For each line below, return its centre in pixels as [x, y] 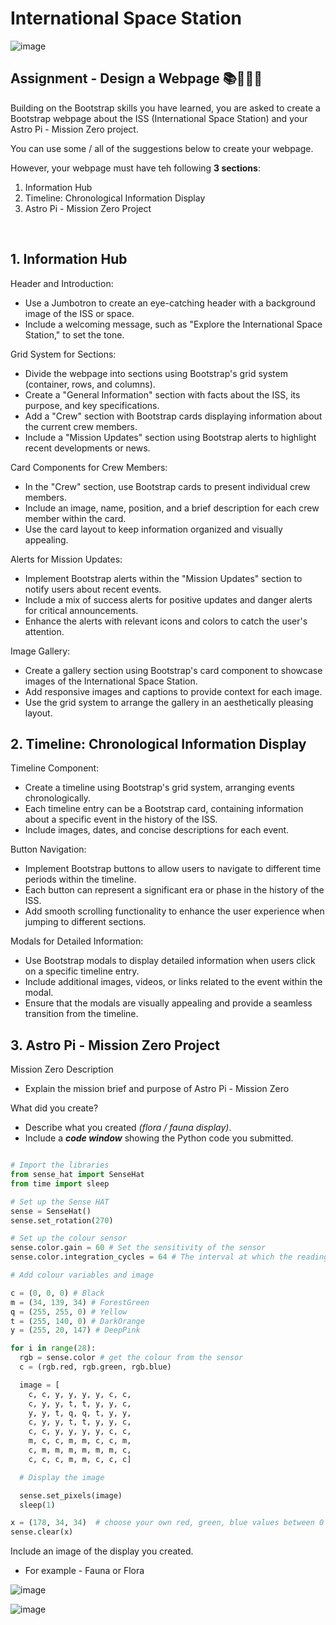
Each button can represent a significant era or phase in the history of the [174, 890]
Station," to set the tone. [74, 334]
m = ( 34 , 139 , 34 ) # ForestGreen [80, 1302]
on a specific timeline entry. [82, 971]
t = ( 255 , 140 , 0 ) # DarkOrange [77, 1321]
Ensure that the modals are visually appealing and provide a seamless [168, 1003]
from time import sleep [60, 1183]
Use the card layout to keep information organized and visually [153, 529]
